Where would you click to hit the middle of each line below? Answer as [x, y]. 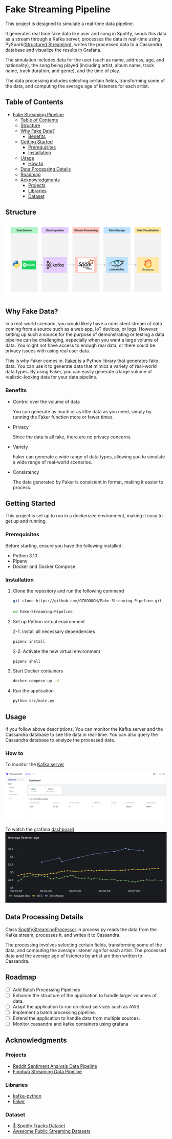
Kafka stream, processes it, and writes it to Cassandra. [63, 935]
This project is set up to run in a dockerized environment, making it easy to [84, 516]
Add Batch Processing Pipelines [46, 989]
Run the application [33, 691]
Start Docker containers [38, 671]
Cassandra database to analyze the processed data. [60, 740]
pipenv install [29, 641]
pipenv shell [27, 661]
